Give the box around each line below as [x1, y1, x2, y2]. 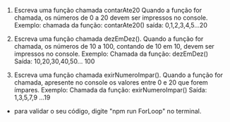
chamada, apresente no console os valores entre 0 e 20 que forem [13, 78, 208, 87]
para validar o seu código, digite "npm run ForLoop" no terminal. [13, 107, 202, 115]
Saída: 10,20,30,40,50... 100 [13, 57, 95, 66]
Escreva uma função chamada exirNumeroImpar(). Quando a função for [13, 71, 224, 79]
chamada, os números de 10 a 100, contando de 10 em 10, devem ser [13, 42, 215, 50]
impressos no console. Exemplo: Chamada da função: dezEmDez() [13, 49, 209, 58]
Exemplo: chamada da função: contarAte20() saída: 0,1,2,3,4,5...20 [13, 21, 208, 29]
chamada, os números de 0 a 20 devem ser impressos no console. [13, 13, 208, 22]
